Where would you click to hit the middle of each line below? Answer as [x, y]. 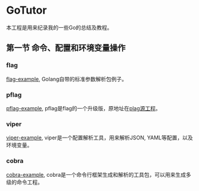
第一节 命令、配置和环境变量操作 [66, 48]
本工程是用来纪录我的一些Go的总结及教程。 [59, 27]
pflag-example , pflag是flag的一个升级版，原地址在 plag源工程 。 [83, 108]
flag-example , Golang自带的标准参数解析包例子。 [67, 79]
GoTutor [27, 10]
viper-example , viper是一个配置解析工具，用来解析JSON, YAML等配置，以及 [100, 138]
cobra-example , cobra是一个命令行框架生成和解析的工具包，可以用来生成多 [99, 174]
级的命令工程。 [24, 182]
